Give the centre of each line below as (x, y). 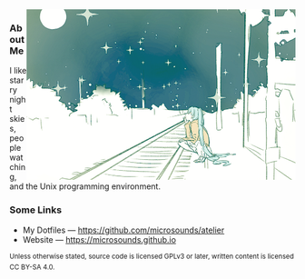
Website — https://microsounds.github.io (99, 239)
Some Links (35, 210)
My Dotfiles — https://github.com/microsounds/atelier (123, 230)
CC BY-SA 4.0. (32, 267)
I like (18, 71)
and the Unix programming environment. (85, 186)
